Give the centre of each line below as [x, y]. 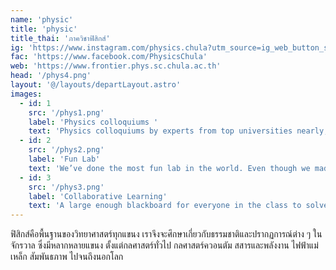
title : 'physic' [44, 29]
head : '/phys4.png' [51, 76]
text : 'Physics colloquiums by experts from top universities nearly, [178, 131]
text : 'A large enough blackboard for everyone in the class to [165, 206]
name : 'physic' [42, 19]
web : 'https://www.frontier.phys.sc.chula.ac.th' [116, 66]
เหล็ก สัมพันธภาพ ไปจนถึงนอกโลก [67, 257]
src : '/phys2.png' [66, 150]
